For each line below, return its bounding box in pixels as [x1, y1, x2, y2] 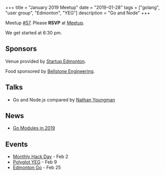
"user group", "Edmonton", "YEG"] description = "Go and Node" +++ [5, 10, 150, 16]
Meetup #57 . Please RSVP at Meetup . [5, 20, 85, 26]
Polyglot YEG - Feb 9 [12, 159, 57, 165]
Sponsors [5, 45, 37, 53]
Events [5, 140, 28, 148]
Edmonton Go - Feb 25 [12, 164, 61, 171]
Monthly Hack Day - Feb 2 [12, 153, 68, 160]
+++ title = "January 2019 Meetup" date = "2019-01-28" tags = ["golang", [5, 5, 160, 10]
